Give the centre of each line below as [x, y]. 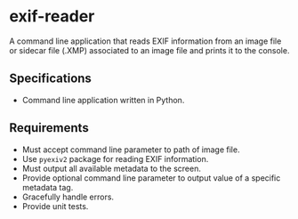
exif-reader [52, 16]
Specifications [50, 79]
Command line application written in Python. [103, 100]
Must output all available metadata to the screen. [112, 168]
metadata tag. [48, 187]
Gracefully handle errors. [68, 197]
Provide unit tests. [55, 206]
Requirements [49, 128]
